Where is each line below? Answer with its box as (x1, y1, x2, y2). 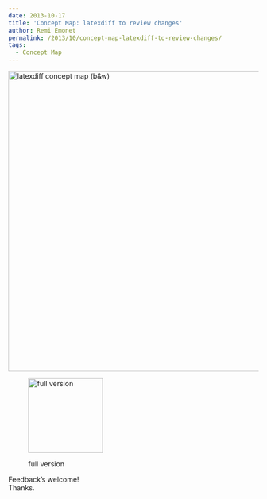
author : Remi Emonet (8, 26, 77, 34)
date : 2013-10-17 (8, 11, 66, 20)
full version (28, 459, 65, 469)
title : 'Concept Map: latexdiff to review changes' (8, 19, 183, 27)
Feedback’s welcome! (8, 474, 79, 484)
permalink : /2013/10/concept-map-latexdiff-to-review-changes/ (8, 33, 222, 42)
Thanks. (8, 483, 35, 493)
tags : (8, 41, 26, 49)
